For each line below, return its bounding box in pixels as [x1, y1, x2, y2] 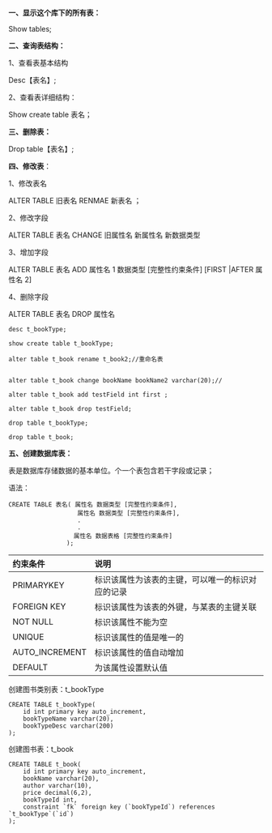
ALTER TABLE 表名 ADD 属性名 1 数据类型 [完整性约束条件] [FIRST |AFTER [8, 265, 254, 274]
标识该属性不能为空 [94, 617, 168, 627]
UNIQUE [12, 631, 45, 643]
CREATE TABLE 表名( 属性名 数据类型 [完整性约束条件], [8, 501, 178, 509]
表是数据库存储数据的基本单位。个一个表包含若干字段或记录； [8, 466, 215, 475]
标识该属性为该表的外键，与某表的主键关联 [94, 601, 257, 613]
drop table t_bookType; [8, 419, 89, 427]
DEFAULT [12, 662, 49, 673]
